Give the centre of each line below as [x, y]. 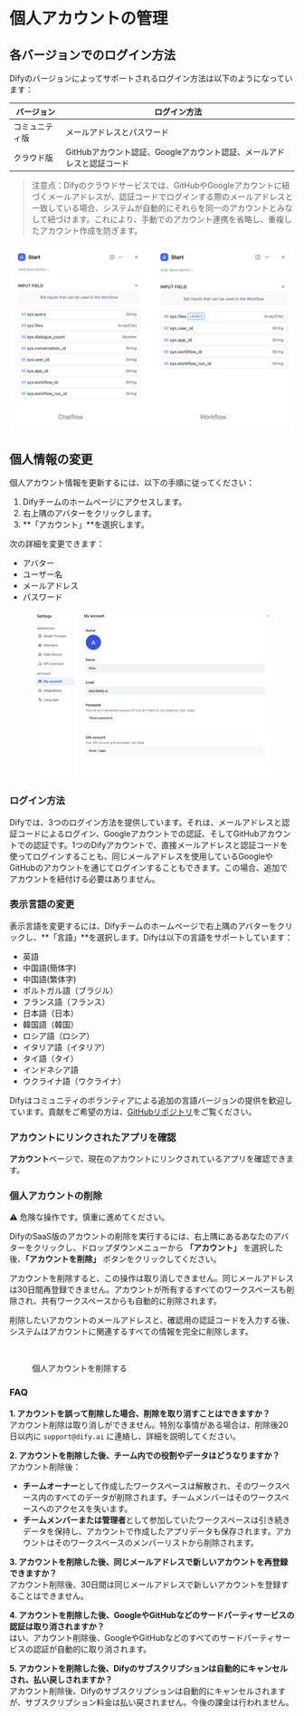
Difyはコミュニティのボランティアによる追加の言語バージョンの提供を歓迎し [151, 1100]
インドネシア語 [50, 1069]
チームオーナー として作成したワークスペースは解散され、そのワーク [148, 1486]
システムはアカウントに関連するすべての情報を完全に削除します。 [131, 1332]
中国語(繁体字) [49, 979]
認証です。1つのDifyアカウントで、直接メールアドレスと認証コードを [161, 844]
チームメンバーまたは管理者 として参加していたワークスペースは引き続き [157, 1519]
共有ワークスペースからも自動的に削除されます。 [131, 1301]
